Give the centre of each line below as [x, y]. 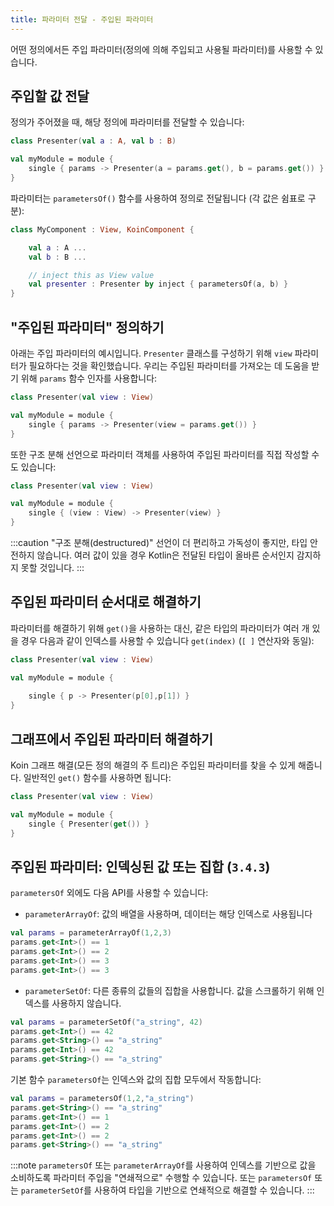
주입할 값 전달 [50, 96]
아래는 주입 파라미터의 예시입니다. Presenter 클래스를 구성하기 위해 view [151, 353]
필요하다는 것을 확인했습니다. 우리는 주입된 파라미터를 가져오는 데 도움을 [169, 365]
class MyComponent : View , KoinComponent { [102, 229]
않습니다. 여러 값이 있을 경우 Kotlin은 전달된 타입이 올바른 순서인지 [165, 555]
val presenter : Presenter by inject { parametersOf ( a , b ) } [158, 284]
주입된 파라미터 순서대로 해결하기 [106, 602]
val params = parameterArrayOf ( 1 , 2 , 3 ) [91, 933]
